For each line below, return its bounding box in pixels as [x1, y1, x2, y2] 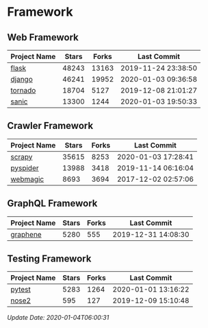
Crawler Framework [7, 120, 94, 132]
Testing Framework [7, 253, 92, 265]
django [10, 75, 33, 84]
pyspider [10, 163, 39, 172]
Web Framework [7, 32, 79, 43]
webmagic [10, 174, 44, 184]
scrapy [10, 152, 33, 161]
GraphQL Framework [7, 198, 98, 209]
